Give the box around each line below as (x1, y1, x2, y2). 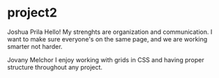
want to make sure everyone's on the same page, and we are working (7, 35, 208, 43)
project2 (7, 5, 58, 21)
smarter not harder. (7, 42, 63, 50)
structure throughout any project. (7, 63, 103, 71)
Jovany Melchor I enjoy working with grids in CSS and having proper (7, 55, 204, 64)
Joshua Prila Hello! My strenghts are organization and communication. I (7, 28, 213, 36)
